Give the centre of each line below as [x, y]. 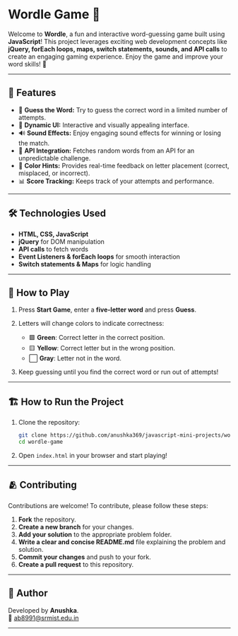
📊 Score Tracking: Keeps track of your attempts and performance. [116, 181]
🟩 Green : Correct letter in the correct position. [97, 338]
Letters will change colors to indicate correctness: [91, 324]
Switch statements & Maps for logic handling [84, 264]
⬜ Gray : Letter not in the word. [75, 358]
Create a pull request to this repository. [76, 564]
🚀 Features [32, 93]
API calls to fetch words [53, 249]
